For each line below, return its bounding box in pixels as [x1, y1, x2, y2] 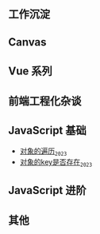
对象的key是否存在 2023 [19, 157, 93, 168]
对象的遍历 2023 [19, 146, 67, 157]
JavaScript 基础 [8, 123, 87, 137]
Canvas [8, 35, 47, 49]
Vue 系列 [8, 65, 53, 78]
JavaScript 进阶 [8, 184, 87, 197]
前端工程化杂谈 [8, 94, 82, 108]
